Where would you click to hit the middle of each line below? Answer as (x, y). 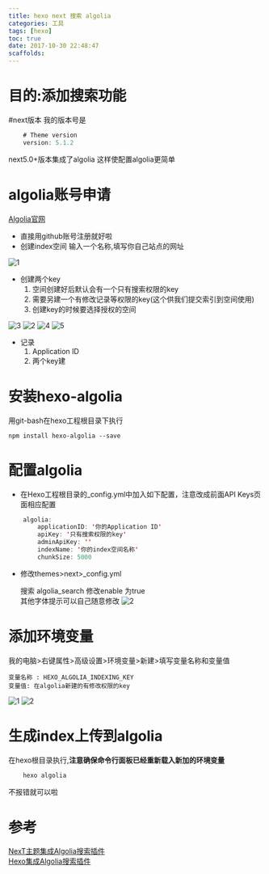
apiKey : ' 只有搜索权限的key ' (82, 534)
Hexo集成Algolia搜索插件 (50, 861)
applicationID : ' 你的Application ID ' (100, 527)
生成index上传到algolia (86, 736)
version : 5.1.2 (48, 142)
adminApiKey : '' (65, 543)
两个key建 (49, 361)
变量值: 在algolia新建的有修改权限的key (69, 686)
